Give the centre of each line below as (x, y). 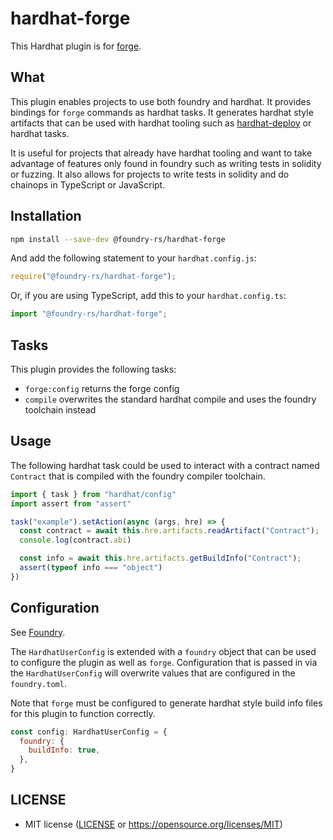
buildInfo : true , (64, 750)
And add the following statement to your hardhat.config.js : (133, 258)
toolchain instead (60, 410)
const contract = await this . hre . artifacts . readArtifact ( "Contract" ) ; (169, 531)
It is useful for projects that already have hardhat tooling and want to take (161, 153)
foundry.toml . (38, 683)
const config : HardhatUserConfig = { (89, 732)
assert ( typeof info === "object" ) (91, 568)
